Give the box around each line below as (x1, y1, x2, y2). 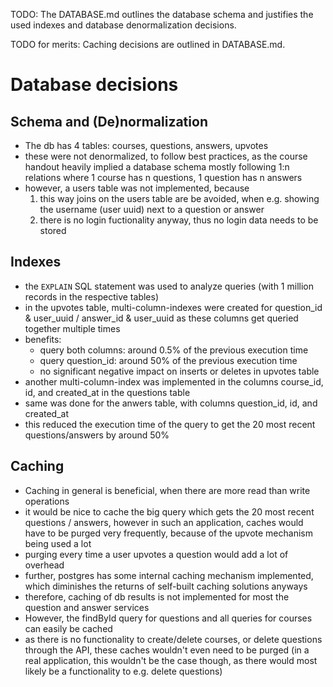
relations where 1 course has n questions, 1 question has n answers (24, 172, 303, 183)
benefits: (24, 333, 62, 345)
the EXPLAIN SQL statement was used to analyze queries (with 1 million (24, 280, 314, 292)
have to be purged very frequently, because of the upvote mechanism (24, 527, 313, 539)
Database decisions (10, 74, 179, 96)
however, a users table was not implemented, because (24, 182, 250, 194)
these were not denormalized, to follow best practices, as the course (24, 150, 308, 162)
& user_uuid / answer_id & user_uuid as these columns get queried (24, 312, 299, 324)
